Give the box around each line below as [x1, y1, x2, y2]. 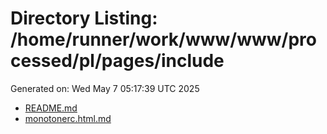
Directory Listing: [10, 7, 158, 30]
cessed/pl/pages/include [10, 50, 225, 72]
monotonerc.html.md [24, 112, 112, 124]
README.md [24, 102, 78, 114]
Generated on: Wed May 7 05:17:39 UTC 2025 [10, 82, 200, 94]
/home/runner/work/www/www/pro [10, 28, 317, 51]
